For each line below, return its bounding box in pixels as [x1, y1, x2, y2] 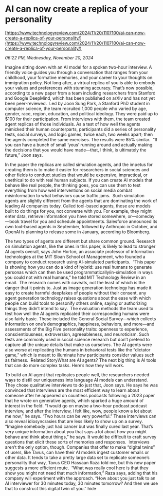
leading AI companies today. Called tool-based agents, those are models [5, 203, 151, 209]
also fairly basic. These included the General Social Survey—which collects [5, 315, 156, 322]
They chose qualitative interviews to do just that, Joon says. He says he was [5, 382, 158, 388]
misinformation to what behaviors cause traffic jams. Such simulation [5, 192, 145, 198]
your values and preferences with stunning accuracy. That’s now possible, [5, 85, 154, 91]
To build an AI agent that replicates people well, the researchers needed [5, 371, 149, 378]
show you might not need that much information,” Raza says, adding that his [5, 470, 158, 476]
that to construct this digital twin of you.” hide [5, 485, 96, 491]
